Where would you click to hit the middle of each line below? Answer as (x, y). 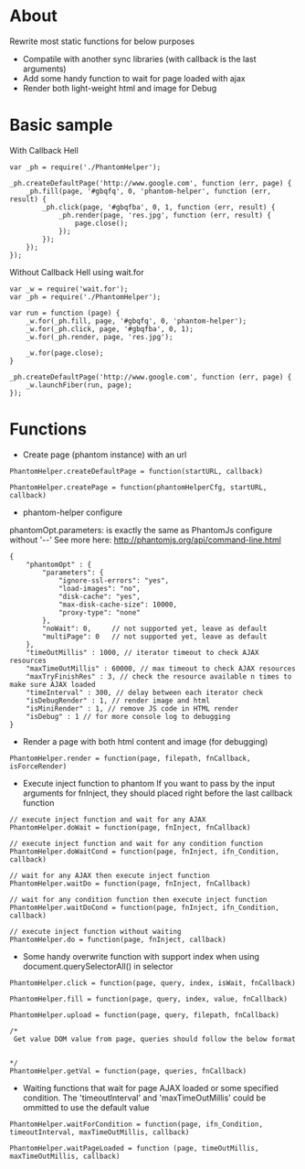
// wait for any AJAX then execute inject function (110, 875)
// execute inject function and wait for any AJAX (108, 820)
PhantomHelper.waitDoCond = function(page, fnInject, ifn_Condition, (145, 907)
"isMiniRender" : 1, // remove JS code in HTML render (132, 708)
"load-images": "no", (100, 588)
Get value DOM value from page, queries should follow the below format (155, 1039)
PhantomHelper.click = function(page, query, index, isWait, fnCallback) (153, 983)
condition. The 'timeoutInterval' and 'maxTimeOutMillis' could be (144, 1098)
